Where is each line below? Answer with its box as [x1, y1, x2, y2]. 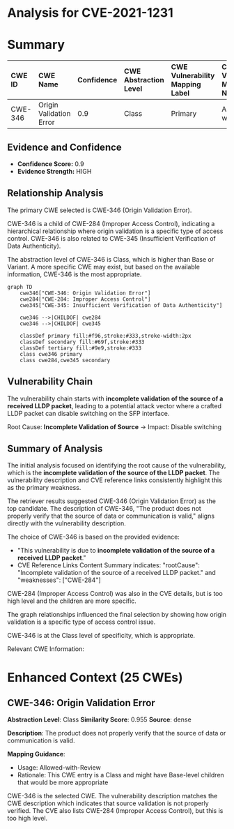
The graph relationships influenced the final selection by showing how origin [7, 611, 227, 619]
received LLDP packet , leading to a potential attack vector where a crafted [7, 401, 221, 410]
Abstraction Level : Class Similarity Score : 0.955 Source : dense [7, 715, 192, 724]
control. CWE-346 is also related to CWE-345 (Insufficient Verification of [7, 234, 216, 242]
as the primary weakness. [7, 484, 81, 492]
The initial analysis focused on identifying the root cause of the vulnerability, [7, 461, 226, 470]
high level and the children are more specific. [7, 597, 137, 605]
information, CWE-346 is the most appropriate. [7, 270, 142, 278]
